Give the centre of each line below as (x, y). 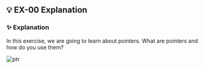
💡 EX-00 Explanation (47, 10)
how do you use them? (35, 47)
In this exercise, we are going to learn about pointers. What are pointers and (102, 41)
